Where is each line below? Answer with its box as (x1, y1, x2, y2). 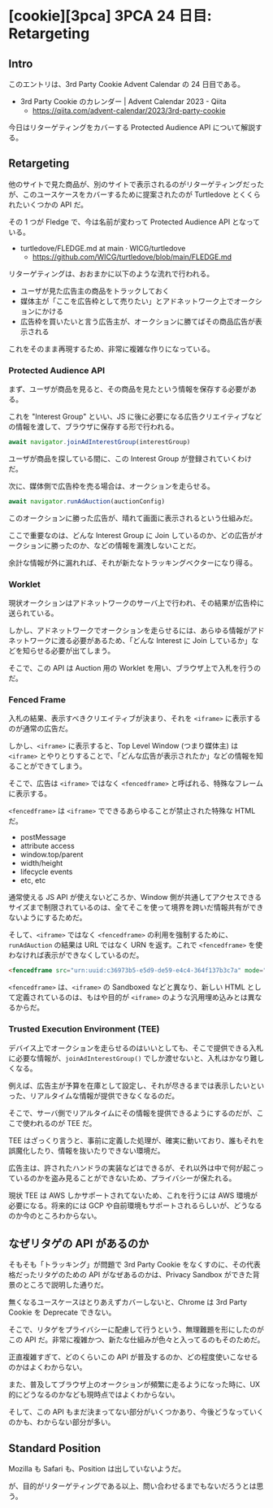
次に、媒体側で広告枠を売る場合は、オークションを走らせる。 (8, 480, 215, 491)
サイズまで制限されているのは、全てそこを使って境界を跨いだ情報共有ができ (8, 902, 264, 912)
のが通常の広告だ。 (8, 724, 73, 733)
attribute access (19, 841, 75, 851)
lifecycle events (19, 867, 73, 877)
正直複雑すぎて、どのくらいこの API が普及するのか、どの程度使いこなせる (8, 1352, 258, 1362)
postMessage (19, 832, 67, 842)
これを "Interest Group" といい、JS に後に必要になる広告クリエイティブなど (8, 411, 262, 422)
